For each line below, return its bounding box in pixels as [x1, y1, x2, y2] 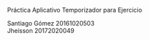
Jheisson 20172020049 [7, 27, 74, 34]
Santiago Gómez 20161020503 [7, 19, 95, 27]
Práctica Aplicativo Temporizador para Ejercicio [7, 6, 143, 14]
